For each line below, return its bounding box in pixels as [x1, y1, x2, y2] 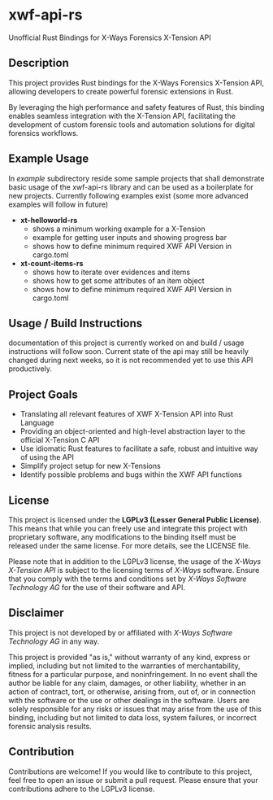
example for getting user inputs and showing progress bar [32, 232, 227, 242]
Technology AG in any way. [8, 636, 100, 646]
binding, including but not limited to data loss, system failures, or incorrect [8, 712, 258, 722]
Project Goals [8, 387, 79, 401]
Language [19, 417, 54, 428]
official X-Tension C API [19, 435, 100, 445]
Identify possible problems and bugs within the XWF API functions [19, 470, 242, 479]
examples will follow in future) [8, 199, 109, 209]
